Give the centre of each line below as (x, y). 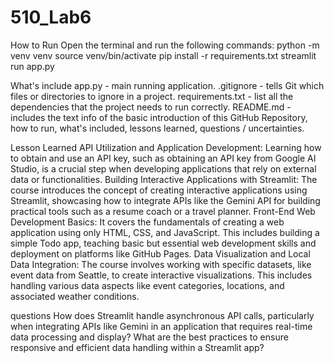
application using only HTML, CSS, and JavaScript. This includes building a (165, 232)
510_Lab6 (51, 17)
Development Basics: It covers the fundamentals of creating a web (147, 222)
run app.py (32, 66)
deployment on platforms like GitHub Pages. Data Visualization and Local (160, 253)
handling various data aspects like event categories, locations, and (147, 285)
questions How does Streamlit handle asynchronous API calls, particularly (162, 315)
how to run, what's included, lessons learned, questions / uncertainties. (157, 128)
